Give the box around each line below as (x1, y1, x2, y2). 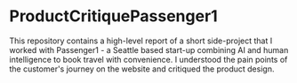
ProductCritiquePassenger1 (9, 6, 218, 26)
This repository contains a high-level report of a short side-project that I (9, 35, 273, 46)
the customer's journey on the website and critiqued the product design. (9, 64, 275, 74)
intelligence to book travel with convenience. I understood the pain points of (9, 54, 288, 64)
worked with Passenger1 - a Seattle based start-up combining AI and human (9, 44, 289, 55)
